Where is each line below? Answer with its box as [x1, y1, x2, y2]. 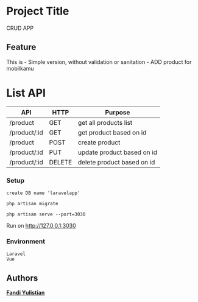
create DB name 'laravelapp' [6, 190, 80, 196]
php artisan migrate [6, 200, 59, 206]
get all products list [78, 118, 133, 127]
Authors [6, 273, 38, 283]
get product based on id [78, 128, 147, 136]
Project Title [6, 4, 69, 18]
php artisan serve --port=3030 [6, 211, 86, 217]
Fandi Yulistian [6, 289, 45, 297]
